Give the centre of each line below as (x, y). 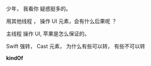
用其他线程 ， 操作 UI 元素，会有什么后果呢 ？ (61, 21)
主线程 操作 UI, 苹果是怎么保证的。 (48, 34)
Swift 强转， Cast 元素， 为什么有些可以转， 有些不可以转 (76, 46)
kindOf (15, 58)
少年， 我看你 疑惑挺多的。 (39, 9)
